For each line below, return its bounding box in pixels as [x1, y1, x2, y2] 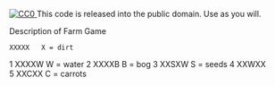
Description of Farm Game [9, 26, 107, 36]
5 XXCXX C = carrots [9, 68, 87, 79]
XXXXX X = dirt [9, 43, 74, 52]
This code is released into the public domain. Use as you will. [37, 9, 262, 19]
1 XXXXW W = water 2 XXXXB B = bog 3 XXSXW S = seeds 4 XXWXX [9, 59, 266, 69]
